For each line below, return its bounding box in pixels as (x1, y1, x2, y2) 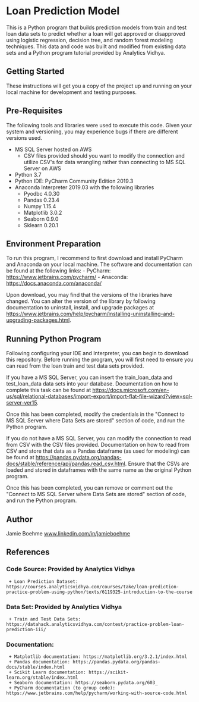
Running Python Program (6, 334, 102, 344)
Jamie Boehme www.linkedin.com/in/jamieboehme (6, 530, 131, 537)
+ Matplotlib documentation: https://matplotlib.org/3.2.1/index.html (8, 654, 187, 660)
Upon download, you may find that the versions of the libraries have (6, 292, 172, 299)
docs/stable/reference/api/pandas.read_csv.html (6, 460, 126, 468)
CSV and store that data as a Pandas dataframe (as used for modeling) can (6, 447, 190, 455)
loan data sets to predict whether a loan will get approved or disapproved (6, 30, 185, 37)
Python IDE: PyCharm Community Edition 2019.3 (14, 177, 134, 184)
